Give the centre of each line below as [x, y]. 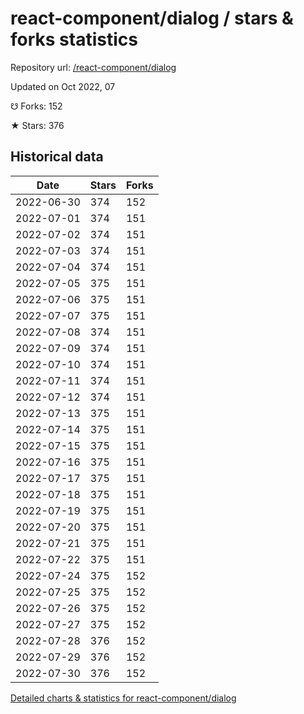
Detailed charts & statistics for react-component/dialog [123, 698]
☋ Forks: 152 [36, 106]
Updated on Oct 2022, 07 [63, 86]
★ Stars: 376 [37, 125]
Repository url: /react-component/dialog [93, 67]
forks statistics [74, 39]
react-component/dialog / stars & [152, 18]
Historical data [57, 157]
